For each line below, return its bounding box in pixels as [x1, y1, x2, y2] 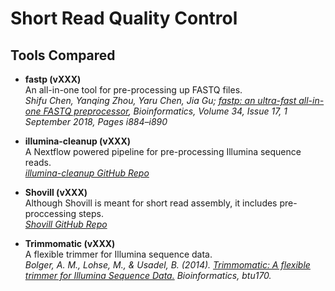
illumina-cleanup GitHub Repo [24, 167, 150, 179]
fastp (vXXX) [24, 73, 82, 85]
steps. [78, 208, 104, 219]
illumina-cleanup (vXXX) [24, 135, 132, 147]
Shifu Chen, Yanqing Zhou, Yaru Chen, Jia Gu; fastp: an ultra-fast [24, 95, 297, 106]
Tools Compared [10, 47, 116, 64]
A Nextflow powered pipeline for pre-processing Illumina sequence [24, 146, 302, 157]
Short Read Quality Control [10, 7, 238, 30]
